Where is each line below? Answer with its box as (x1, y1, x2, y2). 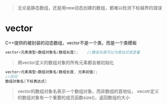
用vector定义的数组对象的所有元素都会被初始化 (17, 59, 114, 65)
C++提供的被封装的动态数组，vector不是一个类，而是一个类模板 (5, 39, 137, 45)
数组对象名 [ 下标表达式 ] (5, 78, 47, 84)
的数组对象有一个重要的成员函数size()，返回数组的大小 (17, 94, 130, 100)
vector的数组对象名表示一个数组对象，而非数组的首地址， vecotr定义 (17, 88, 159, 94)
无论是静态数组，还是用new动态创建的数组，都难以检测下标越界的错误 (17, 5, 162, 10)
